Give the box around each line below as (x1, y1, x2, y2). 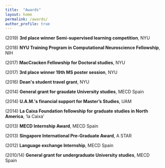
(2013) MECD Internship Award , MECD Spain (5, 123, 99, 129)
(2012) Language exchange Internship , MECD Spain (5, 142, 114, 148)
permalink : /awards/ (5, 16, 48, 21)
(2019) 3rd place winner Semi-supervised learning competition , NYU (5, 35, 151, 41)
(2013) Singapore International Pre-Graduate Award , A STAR (5, 133, 132, 139)
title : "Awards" (5, 7, 41, 12)
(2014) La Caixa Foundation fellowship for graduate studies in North (5, 108, 149, 114)
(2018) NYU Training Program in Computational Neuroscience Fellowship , (5, 44, 161, 50)
